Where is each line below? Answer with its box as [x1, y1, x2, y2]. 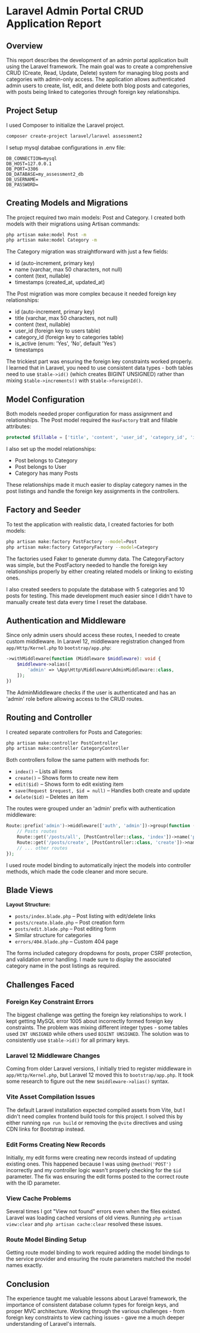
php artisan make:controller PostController [6, 740, 118, 746]
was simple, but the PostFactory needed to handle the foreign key [6, 561, 168, 569]
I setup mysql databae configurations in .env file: [6, 144, 126, 151]
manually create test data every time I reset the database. [6, 598, 148, 605]
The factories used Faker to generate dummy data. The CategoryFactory [6, 555, 185, 562]
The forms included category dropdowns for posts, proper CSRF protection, [6, 950, 192, 957]
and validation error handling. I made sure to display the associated [6, 956, 171, 963]
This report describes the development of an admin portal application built [6, 57, 189, 63]
